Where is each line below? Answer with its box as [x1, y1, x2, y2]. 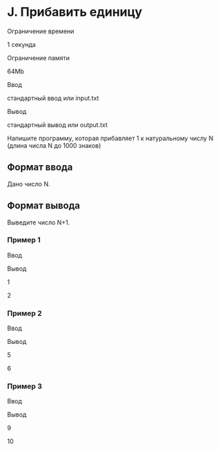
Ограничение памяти [7, 53, 70, 62]
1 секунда [7, 40, 36, 48]
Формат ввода [7, 162, 73, 173]
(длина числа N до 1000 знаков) [7, 141, 101, 149]
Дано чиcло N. [7, 180, 50, 188]
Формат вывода [7, 200, 81, 211]
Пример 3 [7, 381, 43, 391]
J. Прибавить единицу [7, 4, 143, 20]
